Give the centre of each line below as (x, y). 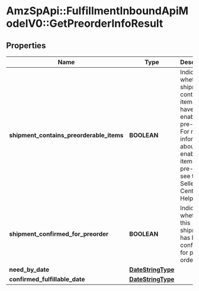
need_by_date (29, 270)
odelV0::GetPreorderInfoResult (85, 23)
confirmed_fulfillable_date (47, 279)
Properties (26, 45)
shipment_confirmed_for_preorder (59, 234)
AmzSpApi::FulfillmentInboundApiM (97, 11)
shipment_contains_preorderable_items (66, 135)
